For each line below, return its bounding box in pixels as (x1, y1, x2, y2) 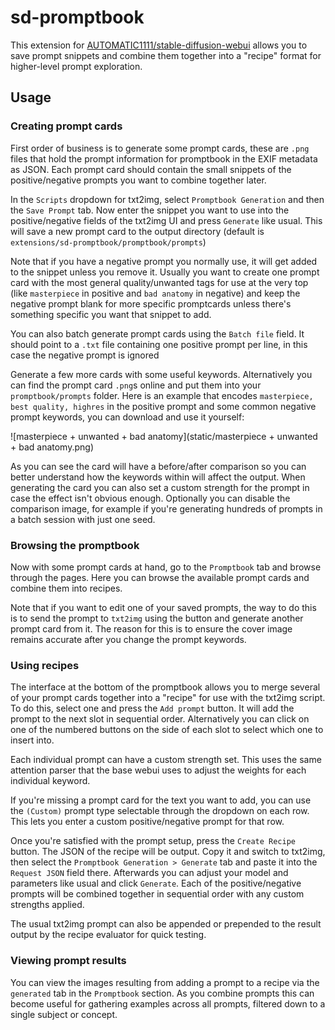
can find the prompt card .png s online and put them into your (10, 379, 262, 391)
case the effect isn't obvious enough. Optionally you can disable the (10, 492, 291, 504)
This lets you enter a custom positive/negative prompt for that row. (10, 816, 285, 828)
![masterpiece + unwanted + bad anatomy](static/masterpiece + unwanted (10, 430, 318, 442)
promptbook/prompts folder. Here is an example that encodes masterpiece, (10, 389, 314, 401)
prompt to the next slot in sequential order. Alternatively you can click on (10, 713, 310, 725)
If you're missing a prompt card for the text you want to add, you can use (10, 794, 312, 806)
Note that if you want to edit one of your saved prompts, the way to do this (10, 601, 317, 613)
